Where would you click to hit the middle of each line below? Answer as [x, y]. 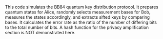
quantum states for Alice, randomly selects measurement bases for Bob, [78, 12]
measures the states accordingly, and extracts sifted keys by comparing [78, 17]
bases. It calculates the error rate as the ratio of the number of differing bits [81, 22]
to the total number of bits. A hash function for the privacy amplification [77, 27]
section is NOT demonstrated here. [40, 32]
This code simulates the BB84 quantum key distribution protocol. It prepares [82, 7]
